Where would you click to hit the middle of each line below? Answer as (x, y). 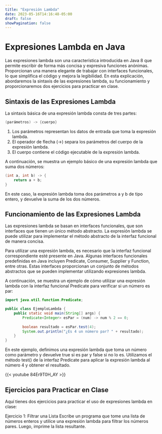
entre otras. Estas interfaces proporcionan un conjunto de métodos (72, 266)
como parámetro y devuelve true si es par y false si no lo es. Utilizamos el (79, 355)
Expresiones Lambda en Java (65, 47)
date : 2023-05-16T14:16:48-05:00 (39, 14)
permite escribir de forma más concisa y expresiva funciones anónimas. (77, 66)
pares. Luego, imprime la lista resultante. (45, 426)
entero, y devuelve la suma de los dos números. (53, 199)
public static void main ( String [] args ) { (57, 314)
